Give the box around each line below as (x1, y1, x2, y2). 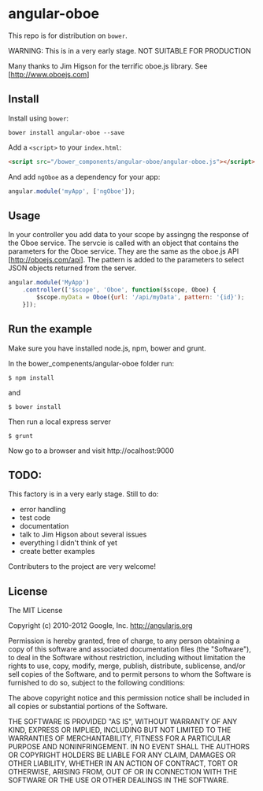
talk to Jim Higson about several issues (19, 529, 147, 540)
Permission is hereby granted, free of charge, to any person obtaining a (8, 636, 240, 646)
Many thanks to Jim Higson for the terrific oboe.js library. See (8, 61, 208, 71)
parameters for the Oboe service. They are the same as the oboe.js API (8, 247, 239, 256)
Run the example (8, 322, 93, 336)
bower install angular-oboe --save (8, 128, 125, 136)
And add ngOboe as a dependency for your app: (8, 172, 161, 181)
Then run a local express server (8, 417, 112, 426)
